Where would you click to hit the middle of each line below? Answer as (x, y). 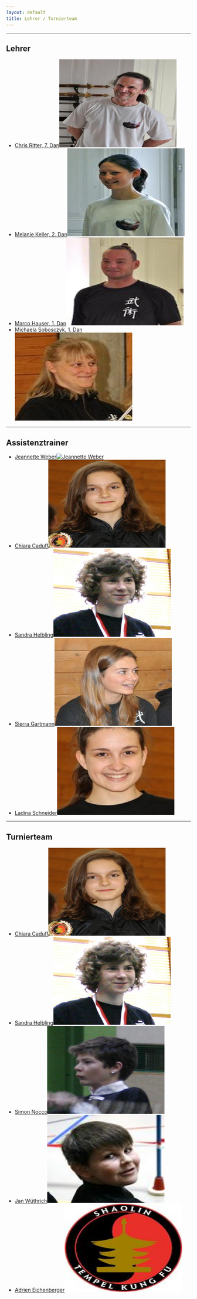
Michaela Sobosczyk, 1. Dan (49, 330)
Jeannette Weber (35, 457)
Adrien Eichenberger (40, 1290)
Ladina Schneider (36, 813)
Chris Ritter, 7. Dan (37, 145)
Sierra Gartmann (34, 724)
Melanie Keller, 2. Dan (41, 234)
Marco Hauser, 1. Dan (40, 324)
